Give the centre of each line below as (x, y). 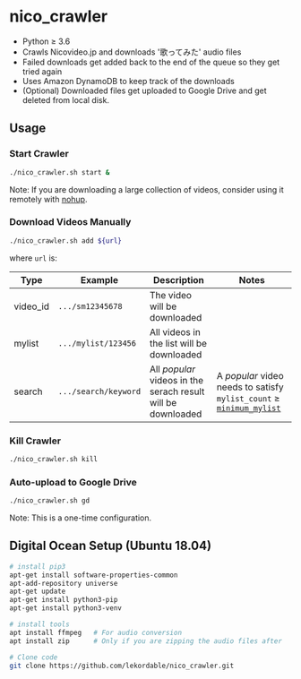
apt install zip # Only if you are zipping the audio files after (146, 641)
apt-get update (38, 592)
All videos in (175, 331)
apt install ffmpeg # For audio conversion (95, 632)
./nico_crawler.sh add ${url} (66, 241)
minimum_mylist (249, 408)
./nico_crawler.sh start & (60, 172)
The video (171, 295)
